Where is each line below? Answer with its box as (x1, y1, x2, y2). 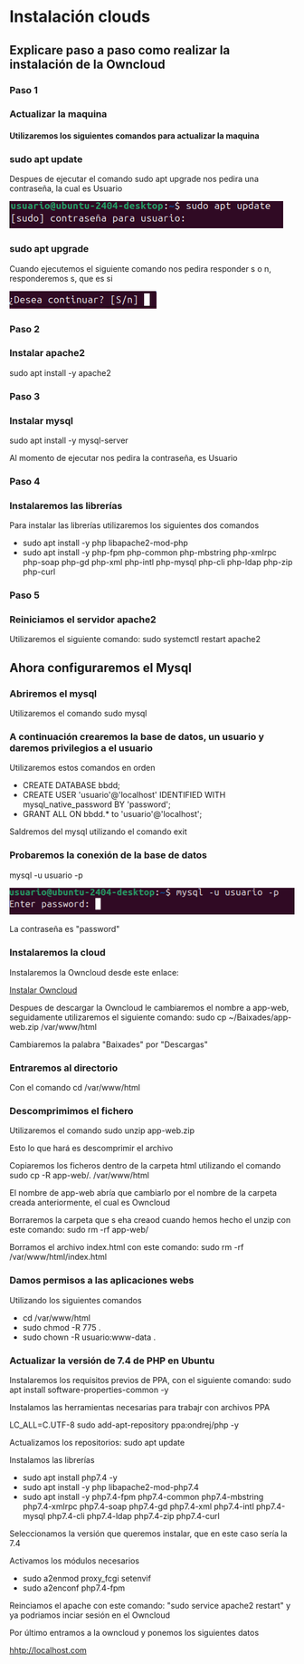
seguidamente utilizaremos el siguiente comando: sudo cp (9, 1012, 227, 1023)
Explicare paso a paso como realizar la (9, 43, 231, 58)
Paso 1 (9, 83, 39, 96)
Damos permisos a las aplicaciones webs (9, 1274, 195, 1287)
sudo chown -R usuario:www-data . (22, 1332, 157, 1342)
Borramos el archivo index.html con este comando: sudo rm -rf (9, 1242, 244, 1253)
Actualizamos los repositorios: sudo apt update (9, 1437, 185, 1448)
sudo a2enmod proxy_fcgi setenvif (22, 1573, 152, 1583)
